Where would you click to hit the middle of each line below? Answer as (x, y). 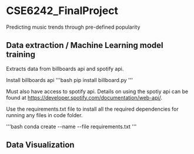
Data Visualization (40, 145)
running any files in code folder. (44, 115)
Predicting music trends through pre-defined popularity (73, 27)
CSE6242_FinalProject (62, 11)
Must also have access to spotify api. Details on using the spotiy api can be (97, 91)
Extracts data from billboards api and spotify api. (65, 69)
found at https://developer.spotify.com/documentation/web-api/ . (84, 97)
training (21, 55)
